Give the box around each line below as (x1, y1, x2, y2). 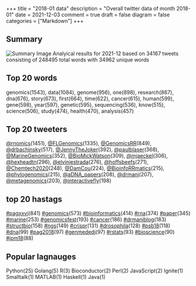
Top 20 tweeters (6, 124, 67, 134)
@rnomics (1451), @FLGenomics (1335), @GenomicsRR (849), (6, 140, 152, 147)
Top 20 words (6, 73, 57, 83)
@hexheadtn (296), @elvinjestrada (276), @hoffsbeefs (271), (6, 158, 149, 166)
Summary (6, 35, 43, 45)
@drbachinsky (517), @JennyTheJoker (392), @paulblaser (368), (6, 146, 159, 153)
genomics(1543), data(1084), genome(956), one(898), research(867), (6, 88, 174, 96)
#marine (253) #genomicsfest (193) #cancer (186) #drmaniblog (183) (6, 216, 167, 223)
